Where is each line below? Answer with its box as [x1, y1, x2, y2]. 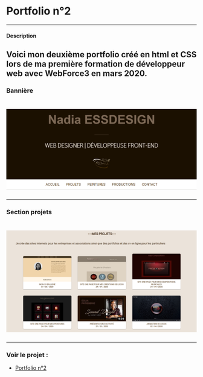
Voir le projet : [6, 350, 48, 359]
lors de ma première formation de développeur [6, 59, 185, 69]
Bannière [6, 86, 33, 95]
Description [6, 32, 37, 39]
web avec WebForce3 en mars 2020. [6, 68, 148, 78]
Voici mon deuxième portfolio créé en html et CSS [6, 49, 197, 60]
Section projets [6, 208, 53, 216]
